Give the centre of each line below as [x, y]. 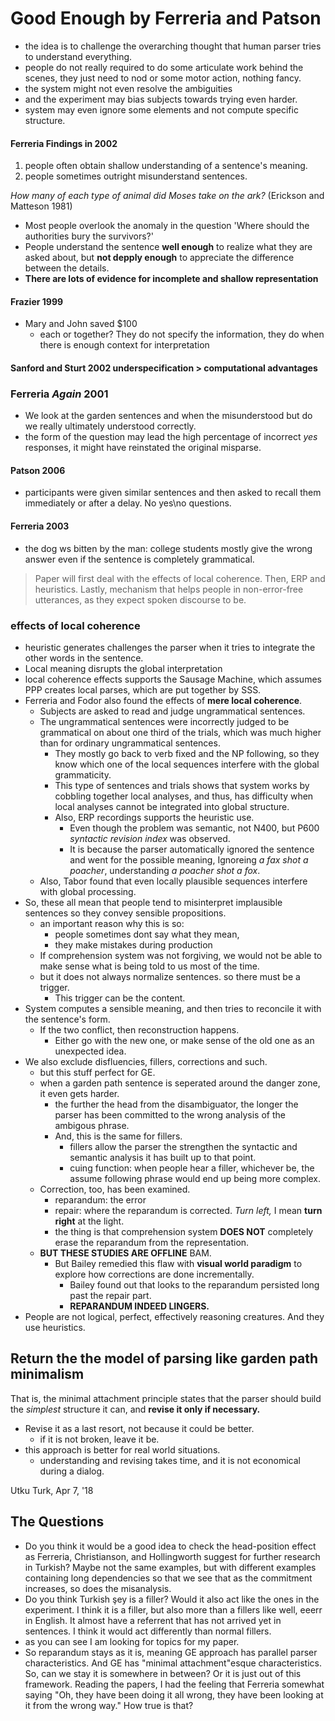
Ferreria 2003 [40, 526]
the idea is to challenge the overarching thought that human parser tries [173, 46]
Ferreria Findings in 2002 [64, 143]
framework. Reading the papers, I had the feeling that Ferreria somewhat [174, 1684]
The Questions [57, 1522]
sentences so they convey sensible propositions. [125, 913]
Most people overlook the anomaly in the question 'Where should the [167, 226]
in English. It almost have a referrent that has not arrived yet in [153, 1620]
